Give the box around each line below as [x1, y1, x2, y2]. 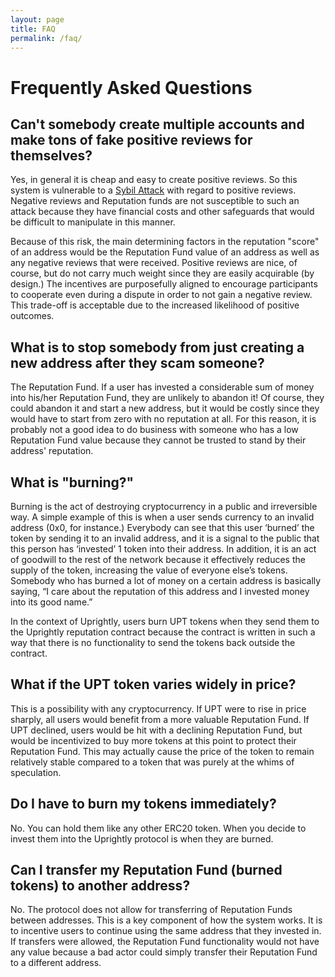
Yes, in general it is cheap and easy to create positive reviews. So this [10, 174, 298, 186]
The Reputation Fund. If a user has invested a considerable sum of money [10, 381, 315, 393]
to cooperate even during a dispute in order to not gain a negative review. [10, 289, 313, 301]
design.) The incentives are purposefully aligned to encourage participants [10, 278, 318, 290]
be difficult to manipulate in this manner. [10, 216, 176, 228]
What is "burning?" [10, 474, 135, 491]
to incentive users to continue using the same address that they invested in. [10, 925, 322, 937]
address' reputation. [10, 445, 94, 457]
